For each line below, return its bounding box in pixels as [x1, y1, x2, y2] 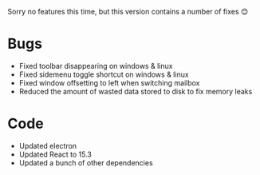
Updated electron [18, 141, 77, 150]
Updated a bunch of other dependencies [18, 157, 153, 167]
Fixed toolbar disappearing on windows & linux [18, 61, 173, 70]
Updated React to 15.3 [18, 149, 93, 159]
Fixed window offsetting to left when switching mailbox [18, 78, 200, 87]
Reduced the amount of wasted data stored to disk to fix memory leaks [18, 86, 253, 96]
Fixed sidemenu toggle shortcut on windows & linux [18, 70, 189, 79]
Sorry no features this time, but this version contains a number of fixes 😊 [7, 7, 249, 16]
